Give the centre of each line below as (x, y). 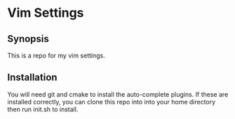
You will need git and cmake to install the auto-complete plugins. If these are (118, 94)
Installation (32, 77)
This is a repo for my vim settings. (56, 55)
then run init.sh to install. (43, 109)
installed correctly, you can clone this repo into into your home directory (112, 101)
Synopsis (28, 39)
